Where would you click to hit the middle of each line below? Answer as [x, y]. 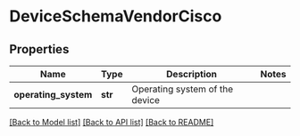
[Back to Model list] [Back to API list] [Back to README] [112, 122]
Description [192, 74]
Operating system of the [183, 89]
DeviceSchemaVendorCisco [116, 16]
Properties [39, 49]
